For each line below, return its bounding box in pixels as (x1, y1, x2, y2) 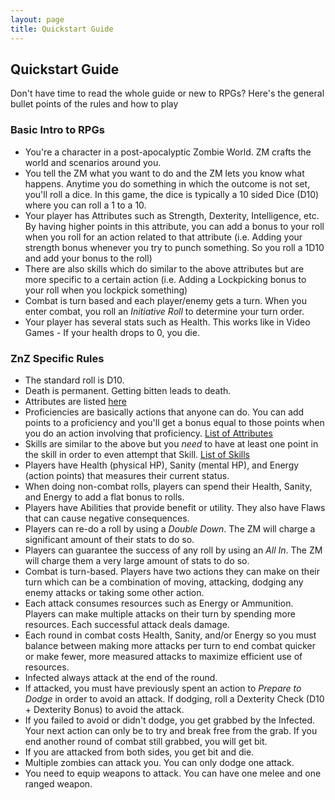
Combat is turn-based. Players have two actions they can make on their (24, 565, 320, 577)
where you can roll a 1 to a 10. (24, 199, 147, 211)
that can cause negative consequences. (24, 512, 190, 524)
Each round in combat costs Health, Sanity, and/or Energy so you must (24, 629, 317, 641)
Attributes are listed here (24, 395, 127, 407)
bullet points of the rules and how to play (10, 98, 179, 110)
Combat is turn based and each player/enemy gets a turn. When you (24, 294, 307, 306)
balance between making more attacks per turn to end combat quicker (24, 639, 316, 651)
